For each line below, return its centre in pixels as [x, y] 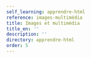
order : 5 [17, 46]
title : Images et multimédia [43, 23]
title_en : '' [23, 29]
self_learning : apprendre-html [46, 12]
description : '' [27, 34]
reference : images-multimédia [45, 18]
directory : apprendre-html [40, 40]
